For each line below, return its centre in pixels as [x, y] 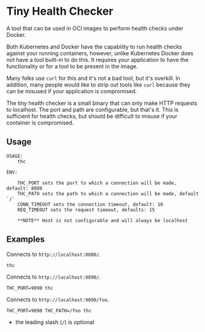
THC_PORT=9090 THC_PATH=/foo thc [49, 311]
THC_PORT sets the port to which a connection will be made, [97, 183]
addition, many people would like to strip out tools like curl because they [99, 85]
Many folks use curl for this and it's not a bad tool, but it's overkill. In [94, 78]
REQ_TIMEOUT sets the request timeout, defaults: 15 [86, 210]
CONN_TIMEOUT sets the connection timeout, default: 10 [91, 204]
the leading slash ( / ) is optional [55, 322]
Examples [25, 240]
